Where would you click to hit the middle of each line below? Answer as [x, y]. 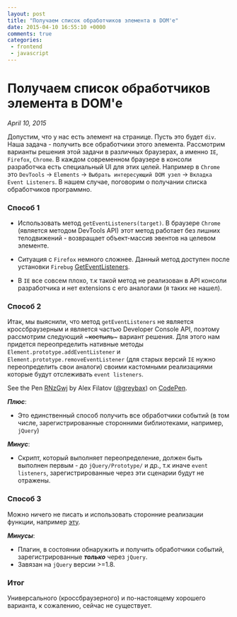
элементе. [33, 246]
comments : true [30, 34]
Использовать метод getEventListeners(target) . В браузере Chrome [119, 223]
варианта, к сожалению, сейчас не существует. [80, 605]
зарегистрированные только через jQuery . [82, 557]
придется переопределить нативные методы [75, 345]
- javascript [30, 54]
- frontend [26, 47]
